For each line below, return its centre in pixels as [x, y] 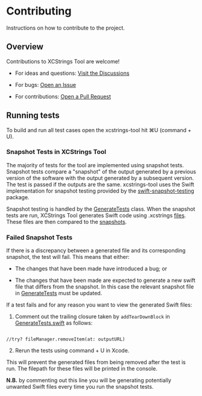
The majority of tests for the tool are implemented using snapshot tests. [95, 165]
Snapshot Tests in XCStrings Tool [56, 152]
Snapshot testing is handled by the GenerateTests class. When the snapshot [101, 209]
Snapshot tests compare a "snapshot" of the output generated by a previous [101, 171]
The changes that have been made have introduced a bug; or [91, 269]
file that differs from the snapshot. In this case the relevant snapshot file [104, 287]
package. [18, 197]
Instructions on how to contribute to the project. [66, 28]
